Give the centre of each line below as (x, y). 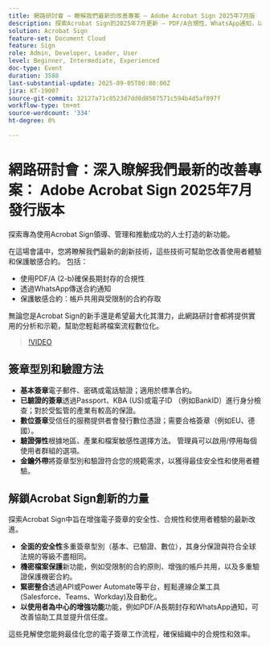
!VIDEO (40, 342)
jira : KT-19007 (34, 91)
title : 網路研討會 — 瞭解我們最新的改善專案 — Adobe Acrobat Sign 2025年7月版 (132, 16)
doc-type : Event (35, 68)
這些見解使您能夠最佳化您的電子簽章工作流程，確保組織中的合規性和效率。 (131, 634)
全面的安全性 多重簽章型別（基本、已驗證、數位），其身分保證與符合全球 (138, 547)
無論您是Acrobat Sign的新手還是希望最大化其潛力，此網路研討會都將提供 (129, 316)
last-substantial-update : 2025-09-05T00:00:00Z (90, 83)
